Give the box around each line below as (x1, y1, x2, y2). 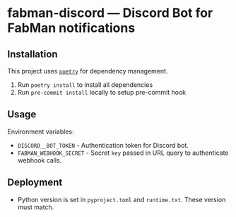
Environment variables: (7, 127, 74, 136)
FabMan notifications (7, 20, 136, 36)
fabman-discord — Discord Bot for (7, 5, 213, 21)
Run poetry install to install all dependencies (17, 81, 153, 89)
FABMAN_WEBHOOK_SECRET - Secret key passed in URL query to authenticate (17, 148, 229, 157)
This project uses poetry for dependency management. (7, 67, 168, 75)
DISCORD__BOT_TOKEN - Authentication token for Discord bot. (17, 141, 189, 149)
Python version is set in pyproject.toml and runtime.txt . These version (17, 195, 226, 204)
